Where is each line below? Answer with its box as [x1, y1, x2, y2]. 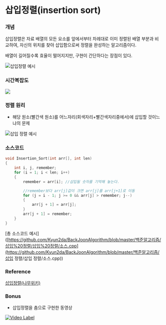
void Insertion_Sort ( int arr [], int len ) [5, 156, 92, 161]
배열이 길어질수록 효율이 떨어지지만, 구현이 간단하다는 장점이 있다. [5, 53, 133, 59]
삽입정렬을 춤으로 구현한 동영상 [12, 305, 73, 311]
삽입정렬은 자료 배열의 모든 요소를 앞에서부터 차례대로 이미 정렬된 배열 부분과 [5, 36, 154, 42]
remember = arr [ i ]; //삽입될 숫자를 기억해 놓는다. [23, 179, 120, 184]
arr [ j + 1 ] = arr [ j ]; [31, 202, 77, 207]
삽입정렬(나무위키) [5, 280, 41, 286]
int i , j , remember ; [14, 165, 57, 170]
